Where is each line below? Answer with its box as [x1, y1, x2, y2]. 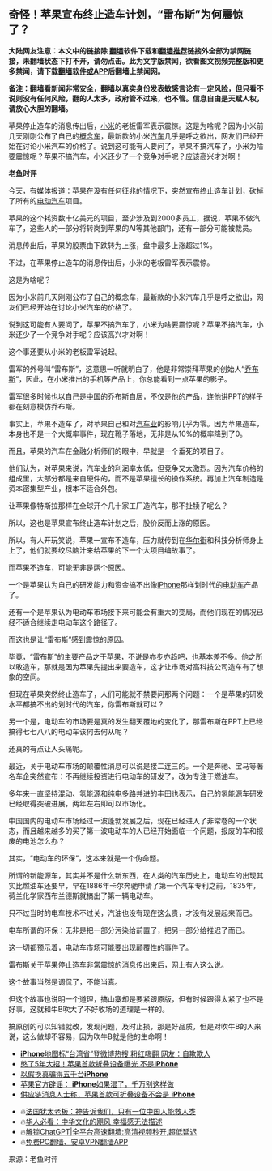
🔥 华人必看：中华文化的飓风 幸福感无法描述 [19, 1117, 164, 1126]
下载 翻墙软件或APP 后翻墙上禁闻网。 [43, 66, 165, 75]
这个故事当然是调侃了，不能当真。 [8, 977, 122, 986]
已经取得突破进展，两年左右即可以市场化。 [8, 798, 151, 808]
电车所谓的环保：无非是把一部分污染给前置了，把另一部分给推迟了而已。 [8, 925, 249, 934]
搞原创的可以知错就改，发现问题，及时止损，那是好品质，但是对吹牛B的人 [8, 1021, 255, 1031]
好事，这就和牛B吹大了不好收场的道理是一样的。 [8, 1004, 170, 1014]
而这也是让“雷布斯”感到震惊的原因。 [8, 635, 129, 644]
